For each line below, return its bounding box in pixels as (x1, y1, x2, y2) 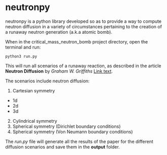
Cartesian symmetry (12, 87, 55, 93)
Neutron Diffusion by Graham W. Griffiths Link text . (5, 68, 113, 74)
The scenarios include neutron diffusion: (5, 78, 90, 84)
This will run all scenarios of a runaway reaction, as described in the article (5, 63, 161, 69)
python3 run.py (5, 54, 37, 59)
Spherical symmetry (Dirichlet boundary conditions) (12, 123, 121, 129)
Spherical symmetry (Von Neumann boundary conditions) (12, 128, 133, 135)
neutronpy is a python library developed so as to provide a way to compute (5, 18, 162, 24)
